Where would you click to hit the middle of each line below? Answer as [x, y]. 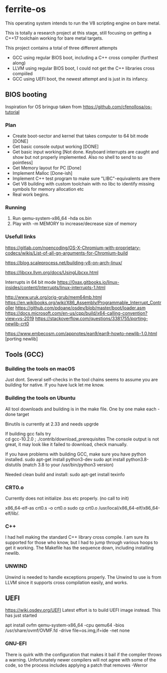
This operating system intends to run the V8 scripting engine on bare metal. [83, 23]
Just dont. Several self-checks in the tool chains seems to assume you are [82, 380]
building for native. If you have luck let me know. [55, 385]
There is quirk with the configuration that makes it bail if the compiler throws [83, 654]
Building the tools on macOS [40, 368]
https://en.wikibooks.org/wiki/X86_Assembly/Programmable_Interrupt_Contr [83, 302]
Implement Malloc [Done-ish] [42, 173]
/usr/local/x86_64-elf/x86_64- [129, 508]
